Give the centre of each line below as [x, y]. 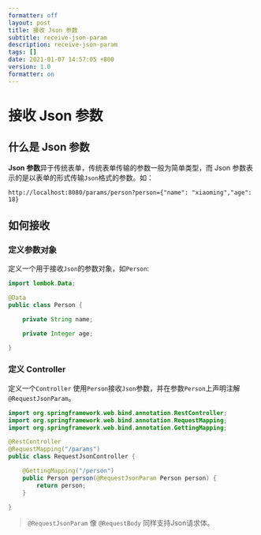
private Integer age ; [58, 333]
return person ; [62, 485]
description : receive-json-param [63, 45]
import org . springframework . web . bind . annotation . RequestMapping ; [117, 420]
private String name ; [58, 319]
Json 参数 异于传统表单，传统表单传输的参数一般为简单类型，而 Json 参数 [127, 167]
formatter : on [32, 74]
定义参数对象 [33, 249]
